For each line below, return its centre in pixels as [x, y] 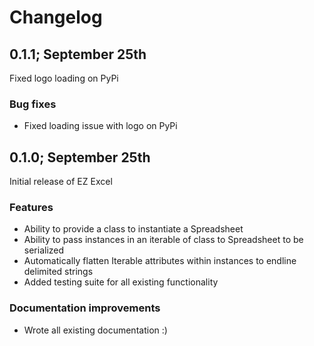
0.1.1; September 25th [78, 54]
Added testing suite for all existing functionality [121, 282]
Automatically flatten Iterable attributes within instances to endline [160, 261]
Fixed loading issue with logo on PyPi [100, 126]
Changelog [56, 17]
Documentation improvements [85, 308]
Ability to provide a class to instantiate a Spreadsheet [133, 229]
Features [31, 208]
